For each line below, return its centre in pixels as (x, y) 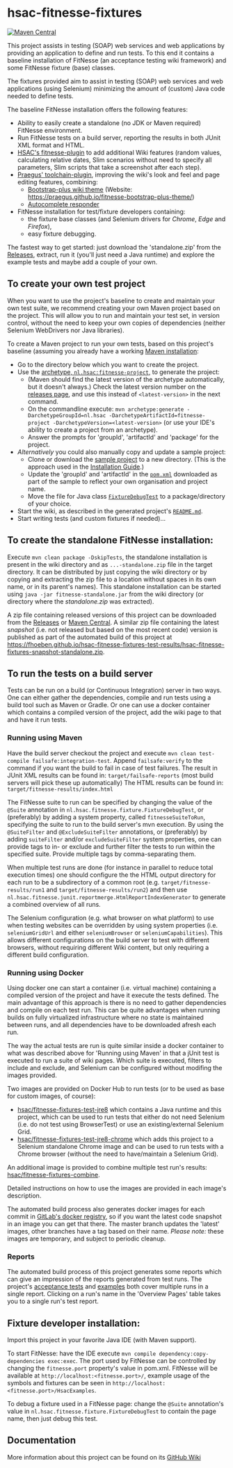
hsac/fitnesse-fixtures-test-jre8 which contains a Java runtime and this (119, 1109)
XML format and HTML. (51, 145)
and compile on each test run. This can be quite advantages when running (114, 1010)
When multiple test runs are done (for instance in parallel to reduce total (110, 867)
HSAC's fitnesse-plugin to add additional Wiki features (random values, (119, 152)
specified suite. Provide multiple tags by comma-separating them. (102, 854)
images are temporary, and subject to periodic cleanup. (87, 1239)
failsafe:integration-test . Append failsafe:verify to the (118, 760)
